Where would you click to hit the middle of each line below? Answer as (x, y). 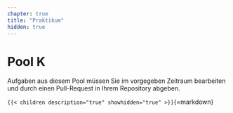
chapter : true (28, 14)
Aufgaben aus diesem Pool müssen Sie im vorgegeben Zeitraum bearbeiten (116, 81)
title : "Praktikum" (36, 20)
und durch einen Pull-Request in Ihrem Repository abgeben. (94, 88)
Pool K (26, 61)
